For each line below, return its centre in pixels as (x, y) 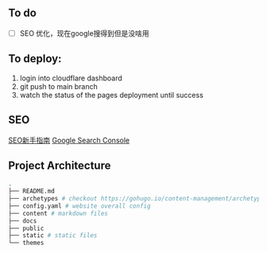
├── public (26, 228)
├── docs (23, 221)
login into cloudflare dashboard (71, 78)
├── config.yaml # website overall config (79, 206)
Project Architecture (60, 165)
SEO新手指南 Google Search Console (69, 140)
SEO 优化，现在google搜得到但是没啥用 (84, 33)
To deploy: (35, 59)
